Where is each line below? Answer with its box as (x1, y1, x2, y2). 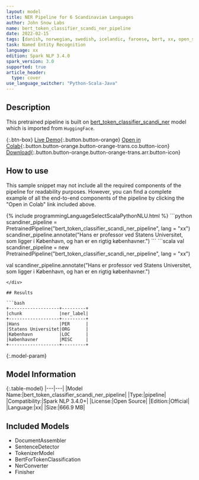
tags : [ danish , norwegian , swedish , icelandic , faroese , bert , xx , (6, 36, 176, 42)
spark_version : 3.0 (6, 58, 54, 64)
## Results (6, 289, 33, 296)
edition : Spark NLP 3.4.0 (6, 53, 70, 59)
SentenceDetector (14, 443, 60, 450)
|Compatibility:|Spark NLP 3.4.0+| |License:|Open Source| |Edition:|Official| (6, 397, 190, 405)
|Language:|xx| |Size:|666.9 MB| (6, 404, 85, 411)
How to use (6, 166, 49, 176)
